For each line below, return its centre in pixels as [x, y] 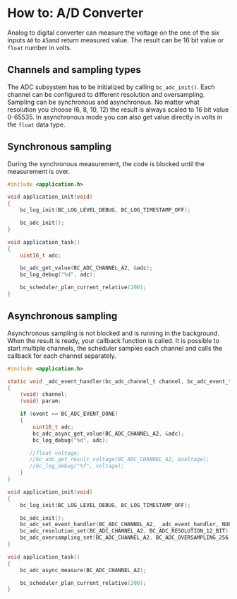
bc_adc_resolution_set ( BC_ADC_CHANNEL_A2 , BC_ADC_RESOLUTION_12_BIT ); [126, 531]
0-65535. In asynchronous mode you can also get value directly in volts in [115, 117]
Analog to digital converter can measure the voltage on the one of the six [114, 33]
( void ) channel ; [44, 395]
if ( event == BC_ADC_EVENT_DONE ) [69, 414]
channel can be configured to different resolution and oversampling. [106, 94]
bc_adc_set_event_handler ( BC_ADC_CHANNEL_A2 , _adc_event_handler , [120, 525]
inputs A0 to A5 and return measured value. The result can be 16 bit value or [116, 40]
